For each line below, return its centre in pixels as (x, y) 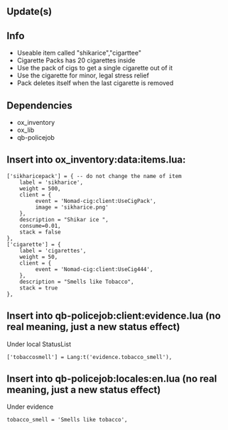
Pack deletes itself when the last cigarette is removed (95, 83)
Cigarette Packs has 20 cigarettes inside (76, 60)
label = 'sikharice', (51, 182)
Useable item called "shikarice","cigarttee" (79, 53)
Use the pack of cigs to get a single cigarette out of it (95, 68)
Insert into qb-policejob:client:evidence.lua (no (114, 316)
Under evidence (30, 407)
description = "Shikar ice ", (64, 219)
